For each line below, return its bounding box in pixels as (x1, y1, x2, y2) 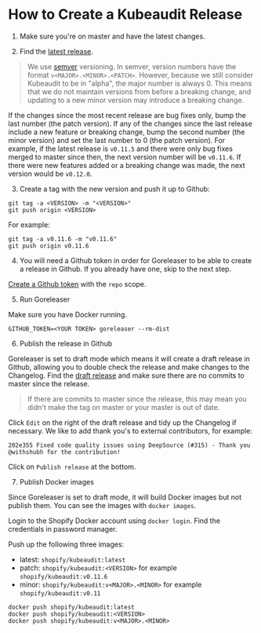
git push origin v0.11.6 (8, 242, 89, 250)
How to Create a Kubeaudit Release (8, 5, 243, 24)
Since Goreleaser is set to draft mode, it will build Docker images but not (8, 492, 241, 502)
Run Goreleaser (19, 295, 71, 304)
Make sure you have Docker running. (8, 309, 128, 319)
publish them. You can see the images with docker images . (8, 500, 197, 510)
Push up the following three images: (8, 540, 125, 549)
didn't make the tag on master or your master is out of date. (27, 402, 220, 412)
